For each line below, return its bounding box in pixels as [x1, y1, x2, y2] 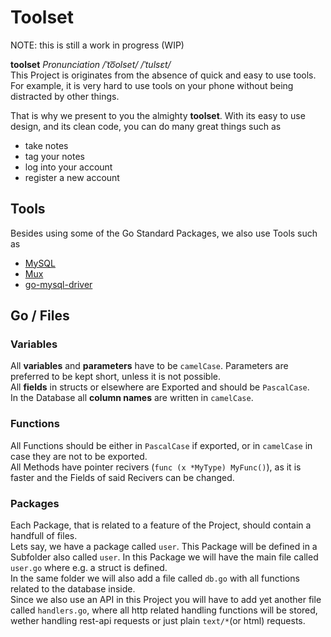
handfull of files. [10, 530, 78, 542]
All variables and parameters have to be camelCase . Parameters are [10, 360, 289, 372]
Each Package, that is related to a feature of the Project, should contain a [10, 519, 312, 531]
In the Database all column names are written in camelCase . [10, 392, 254, 404]
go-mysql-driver [24, 278, 93, 290]
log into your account [24, 161, 113, 173]
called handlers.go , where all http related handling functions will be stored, [10, 604, 318, 616]
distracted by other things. [10, 90, 120, 102]
